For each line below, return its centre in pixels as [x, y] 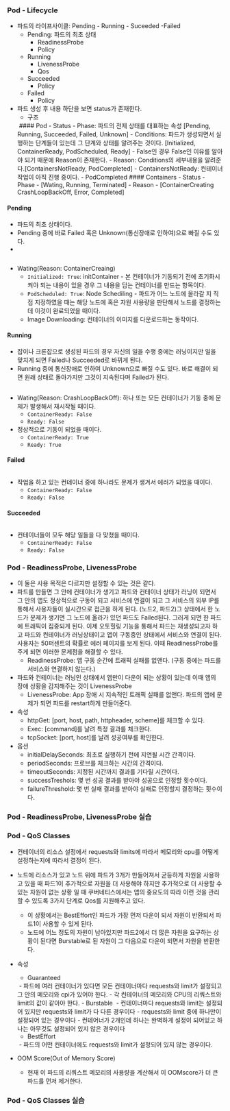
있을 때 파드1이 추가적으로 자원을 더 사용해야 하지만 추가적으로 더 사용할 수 [123, 883]
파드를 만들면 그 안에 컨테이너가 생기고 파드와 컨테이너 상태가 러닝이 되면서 [117, 592]
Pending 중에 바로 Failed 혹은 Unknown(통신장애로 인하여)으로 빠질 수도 [115, 232]
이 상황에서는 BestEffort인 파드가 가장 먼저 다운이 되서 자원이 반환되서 [120, 915]
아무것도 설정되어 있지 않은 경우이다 [77, 1028]
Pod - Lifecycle [33, 10]
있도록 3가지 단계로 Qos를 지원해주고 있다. [89, 901]
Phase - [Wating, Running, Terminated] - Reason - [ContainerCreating [115, 185]
